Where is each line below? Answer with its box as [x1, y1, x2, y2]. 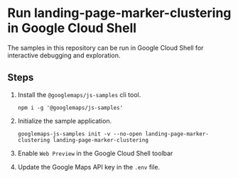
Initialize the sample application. [17, 116, 112, 125]
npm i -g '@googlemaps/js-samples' [17, 104, 124, 111]
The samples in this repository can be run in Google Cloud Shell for [7, 43, 204, 52]
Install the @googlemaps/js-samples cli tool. [17, 90, 141, 99]
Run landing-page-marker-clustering [7, 5, 232, 21]
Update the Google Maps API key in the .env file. [17, 162, 161, 171]
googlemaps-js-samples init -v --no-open [17, 130, 142, 138]
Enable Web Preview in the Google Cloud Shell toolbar [17, 149, 173, 157]
